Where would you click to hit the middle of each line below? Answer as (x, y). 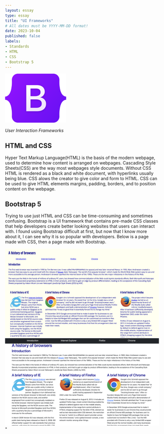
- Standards (17, 46)
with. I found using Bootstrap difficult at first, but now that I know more (76, 231)
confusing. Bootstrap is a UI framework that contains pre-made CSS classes (82, 221)
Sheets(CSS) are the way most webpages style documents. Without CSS (78, 168)
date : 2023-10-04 (23, 31)
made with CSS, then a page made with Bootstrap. (56, 242)
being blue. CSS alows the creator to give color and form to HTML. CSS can (81, 178)
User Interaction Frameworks (34, 130)
